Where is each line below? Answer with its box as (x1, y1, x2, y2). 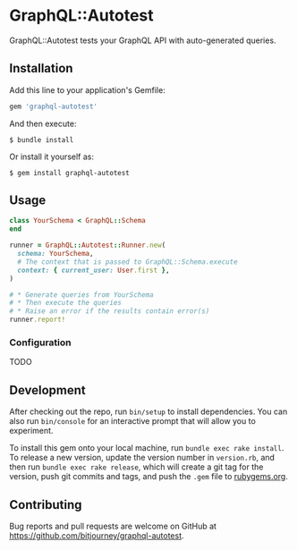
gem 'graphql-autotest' (9, 102, 98, 111)
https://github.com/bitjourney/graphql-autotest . (9, 529, 185, 541)
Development (9, 382, 87, 398)
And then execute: (9, 118, 77, 129)
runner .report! (9, 315, 66, 325)
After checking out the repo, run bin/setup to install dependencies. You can (9, 406, 288, 417)
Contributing (9, 497, 82, 512)
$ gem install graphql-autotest (9, 168, 130, 177)
